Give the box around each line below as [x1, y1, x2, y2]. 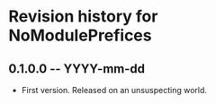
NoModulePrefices [8, 25, 152, 46]
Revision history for [8, 6, 158, 27]
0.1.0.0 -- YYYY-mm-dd [8, 61, 146, 76]
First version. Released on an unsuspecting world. [21, 85, 208, 95]
